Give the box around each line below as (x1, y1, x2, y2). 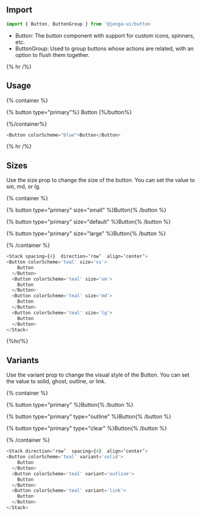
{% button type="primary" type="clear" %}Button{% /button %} (6, 424, 167, 432)
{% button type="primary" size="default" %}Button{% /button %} (6, 218, 171, 226)
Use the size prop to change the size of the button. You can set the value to (6, 176, 196, 184)
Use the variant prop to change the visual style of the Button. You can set (6, 371, 190, 378)
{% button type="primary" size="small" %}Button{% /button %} (6, 206, 167, 214)
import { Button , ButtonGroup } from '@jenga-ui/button (6, 21, 151, 27)
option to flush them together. (15, 51, 90, 58)
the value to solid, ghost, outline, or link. (6, 378, 106, 385)
